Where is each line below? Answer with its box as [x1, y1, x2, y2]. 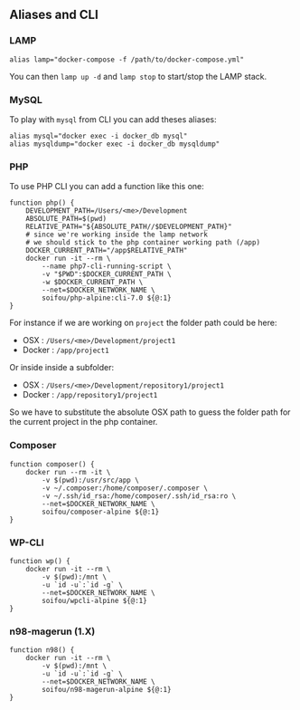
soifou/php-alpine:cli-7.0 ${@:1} [42, 293, 172, 302]
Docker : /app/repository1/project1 [22, 389, 158, 400]
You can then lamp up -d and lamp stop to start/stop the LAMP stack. [9, 71, 267, 82]
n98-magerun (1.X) [9, 625, 96, 638]
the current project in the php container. [9, 417, 158, 427]
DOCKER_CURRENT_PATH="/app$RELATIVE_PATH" [25, 246, 188, 255]
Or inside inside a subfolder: [9, 362, 115, 373]
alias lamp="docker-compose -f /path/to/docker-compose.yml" [9, 54, 245, 64]
